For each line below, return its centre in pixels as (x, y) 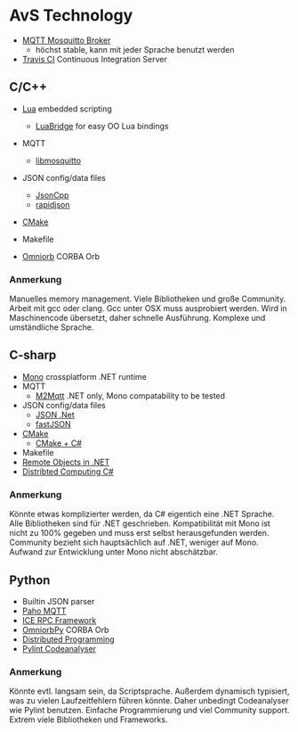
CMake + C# (59, 443)
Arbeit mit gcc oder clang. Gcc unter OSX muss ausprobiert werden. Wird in (148, 308)
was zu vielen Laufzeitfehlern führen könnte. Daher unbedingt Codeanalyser (149, 701)
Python (30, 580)
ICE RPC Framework (59, 620)
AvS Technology (71, 16)
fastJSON (53, 424)
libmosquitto (58, 160)
